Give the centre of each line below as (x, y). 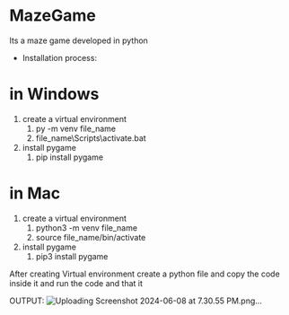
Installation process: (59, 57)
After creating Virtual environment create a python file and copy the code (144, 274)
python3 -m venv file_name (86, 227)
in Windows (54, 94)
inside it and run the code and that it (76, 283)
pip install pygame (70, 157)
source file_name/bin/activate (91, 237)
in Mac (35, 193)
